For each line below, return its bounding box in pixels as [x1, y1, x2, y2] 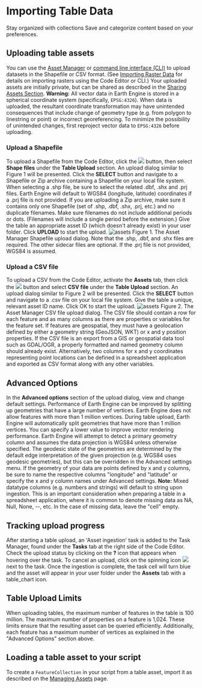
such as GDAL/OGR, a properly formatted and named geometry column [6, 341, 183, 348]
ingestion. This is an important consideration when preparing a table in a [6, 490, 186, 497]
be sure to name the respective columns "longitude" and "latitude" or [6, 471, 177, 478]
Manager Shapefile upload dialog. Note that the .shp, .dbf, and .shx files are [6, 235, 194, 242]
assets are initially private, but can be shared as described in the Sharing [6, 83, 186, 91]
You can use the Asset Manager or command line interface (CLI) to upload [6, 64, 191, 71]
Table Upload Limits [6, 593, 82, 604]
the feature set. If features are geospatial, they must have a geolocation [6, 322, 183, 330]
